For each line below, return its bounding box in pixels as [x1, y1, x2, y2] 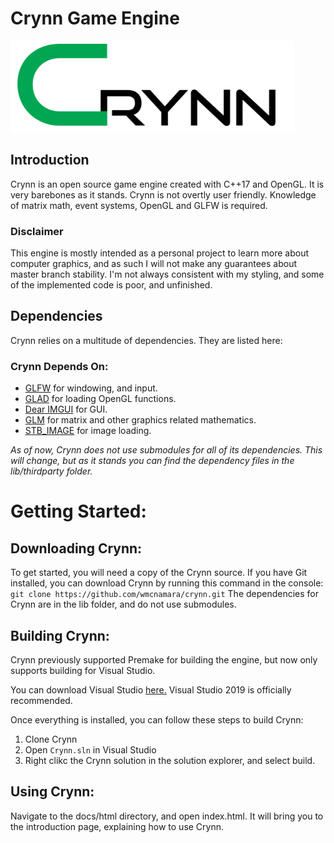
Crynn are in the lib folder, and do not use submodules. [10, 598, 237, 611]
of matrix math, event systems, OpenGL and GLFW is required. [10, 199, 268, 211]
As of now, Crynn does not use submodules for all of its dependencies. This [10, 444, 323, 456]
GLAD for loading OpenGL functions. [24, 393, 177, 405]
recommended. [10, 694, 73, 706]
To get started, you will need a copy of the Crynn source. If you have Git [10, 567, 308, 579]
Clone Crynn [24, 733, 78, 745]
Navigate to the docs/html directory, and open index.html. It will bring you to [10, 810, 324, 822]
